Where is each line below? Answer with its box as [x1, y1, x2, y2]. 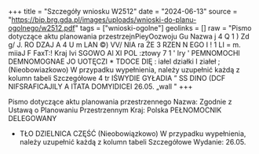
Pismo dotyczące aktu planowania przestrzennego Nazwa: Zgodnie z [8, 97, 232, 106]
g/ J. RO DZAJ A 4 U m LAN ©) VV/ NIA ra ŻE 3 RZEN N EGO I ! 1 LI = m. [8, 40, 241, 49]
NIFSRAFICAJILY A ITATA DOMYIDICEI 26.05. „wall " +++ [8, 82, 193, 91]
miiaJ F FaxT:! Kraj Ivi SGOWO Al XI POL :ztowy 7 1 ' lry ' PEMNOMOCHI [8, 49, 241, 57]
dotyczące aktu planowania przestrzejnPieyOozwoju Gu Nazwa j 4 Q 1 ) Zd [8, 31, 250, 41]
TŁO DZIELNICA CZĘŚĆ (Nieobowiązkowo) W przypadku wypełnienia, [19, 129, 246, 138]
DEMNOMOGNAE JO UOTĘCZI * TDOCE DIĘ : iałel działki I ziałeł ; [8, 57, 221, 66]
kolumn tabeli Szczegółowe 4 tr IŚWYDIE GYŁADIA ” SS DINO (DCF [8, 74, 226, 82]
